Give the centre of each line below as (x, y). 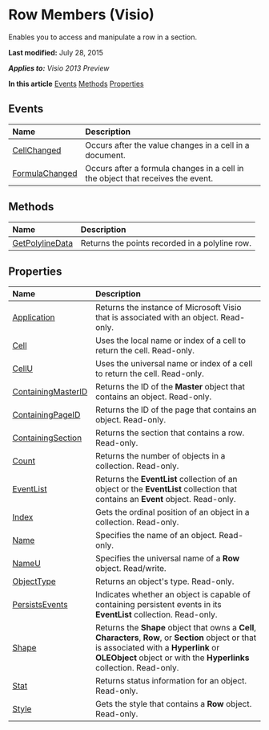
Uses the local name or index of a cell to (170, 341)
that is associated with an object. (157, 317)
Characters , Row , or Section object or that (176, 638)
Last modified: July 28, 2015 (56, 52)
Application (34, 317)
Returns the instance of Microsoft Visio (168, 308)
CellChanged (37, 150)
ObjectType (34, 581)
